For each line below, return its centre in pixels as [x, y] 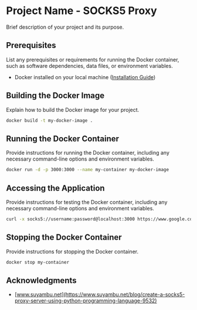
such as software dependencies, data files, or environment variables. [89, 66]
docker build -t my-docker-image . [50, 120]
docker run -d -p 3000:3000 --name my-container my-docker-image [87, 170]
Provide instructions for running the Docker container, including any [88, 153]
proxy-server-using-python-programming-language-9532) [86, 301]
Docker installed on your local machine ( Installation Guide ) [85, 77]
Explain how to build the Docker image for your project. [73, 110]
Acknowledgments [42, 280]
